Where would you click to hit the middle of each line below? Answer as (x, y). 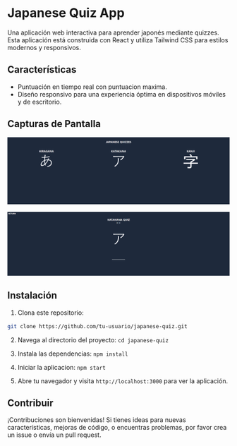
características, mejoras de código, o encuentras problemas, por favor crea (117, 428)
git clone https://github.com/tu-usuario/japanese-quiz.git (98, 326)
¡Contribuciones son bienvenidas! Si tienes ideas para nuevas (97, 420)
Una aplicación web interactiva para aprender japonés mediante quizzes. (114, 32)
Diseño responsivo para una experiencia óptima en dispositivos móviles (121, 94)
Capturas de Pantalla (54, 124)
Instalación (32, 295)
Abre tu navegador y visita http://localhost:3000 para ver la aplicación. (122, 381)
